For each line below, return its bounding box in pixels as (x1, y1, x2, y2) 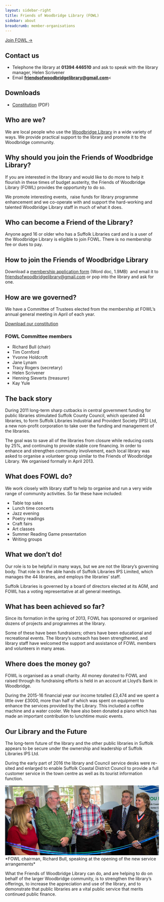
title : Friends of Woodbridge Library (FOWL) (5, 13, 99, 18)
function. (5, 776, 23, 782)
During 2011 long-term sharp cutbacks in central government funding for (5, 407, 151, 413)
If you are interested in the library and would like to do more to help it (5, 174, 144, 180)
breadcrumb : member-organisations (5, 23, 76, 28)
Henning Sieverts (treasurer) (12, 375, 70, 381)
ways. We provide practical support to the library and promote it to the (5, 134, 146, 140)
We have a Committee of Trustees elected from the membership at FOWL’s (5, 306, 156, 312)
